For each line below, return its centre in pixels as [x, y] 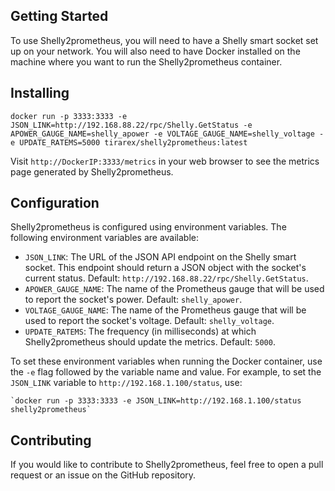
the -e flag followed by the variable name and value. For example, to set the [166, 372]
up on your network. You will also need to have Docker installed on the [155, 51]
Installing [40, 93]
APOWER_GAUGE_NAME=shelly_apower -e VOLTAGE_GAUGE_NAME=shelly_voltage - [167, 134]
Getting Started [59, 16]
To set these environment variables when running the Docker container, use [166, 361]
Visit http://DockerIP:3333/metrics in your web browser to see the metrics [165, 161]
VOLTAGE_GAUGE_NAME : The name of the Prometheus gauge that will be [165, 310]
